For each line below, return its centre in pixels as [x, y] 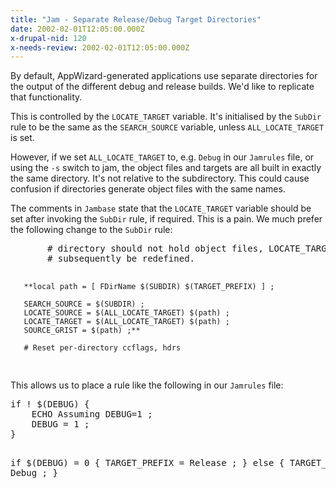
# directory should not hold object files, [155, 249]
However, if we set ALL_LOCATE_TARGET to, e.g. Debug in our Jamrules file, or [162, 157]
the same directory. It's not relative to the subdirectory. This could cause [160, 178]
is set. [22, 138]
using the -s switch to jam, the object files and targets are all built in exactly [166, 168]
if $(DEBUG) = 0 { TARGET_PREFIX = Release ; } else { [147, 463]
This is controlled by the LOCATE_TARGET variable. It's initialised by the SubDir [166, 117]
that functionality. [46, 97]
